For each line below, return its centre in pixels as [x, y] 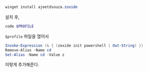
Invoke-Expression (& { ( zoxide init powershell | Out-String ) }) [74, 46]
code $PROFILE [20, 26]
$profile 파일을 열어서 [27, 36]
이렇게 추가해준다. [22, 65]
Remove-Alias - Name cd [28, 50]
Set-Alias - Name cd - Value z [35, 55]
